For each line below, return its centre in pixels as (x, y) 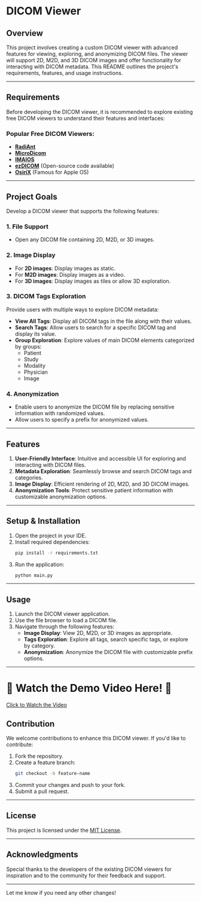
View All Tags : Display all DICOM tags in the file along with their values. (103, 321)
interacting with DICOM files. (50, 465)
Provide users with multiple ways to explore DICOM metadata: (83, 309)
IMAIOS (25, 159)
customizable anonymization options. (61, 497)
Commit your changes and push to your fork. (70, 785)
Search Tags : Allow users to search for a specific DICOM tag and (95, 327)
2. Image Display (31, 255)
